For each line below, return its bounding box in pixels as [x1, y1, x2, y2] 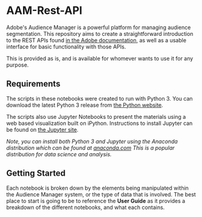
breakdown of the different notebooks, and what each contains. [6, 204, 165, 211]
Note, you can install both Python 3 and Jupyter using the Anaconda [6, 138, 178, 145]
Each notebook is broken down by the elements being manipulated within [6, 184, 189, 192]
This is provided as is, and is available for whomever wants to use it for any [6, 55, 194, 62]
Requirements [6, 79, 60, 89]
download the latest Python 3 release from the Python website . [6, 101, 163, 109]
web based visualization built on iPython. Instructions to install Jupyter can [6, 119, 193, 127]
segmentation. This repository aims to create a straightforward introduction [6, 30, 194, 37]
